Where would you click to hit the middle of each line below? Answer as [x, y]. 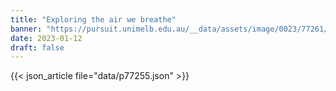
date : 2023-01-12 [46, 38]
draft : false [37, 47]
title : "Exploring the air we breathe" [93, 19]
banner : [26, 29]
